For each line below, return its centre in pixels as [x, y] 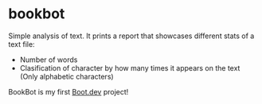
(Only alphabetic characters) [66, 76]
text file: [22, 44]
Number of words [49, 60]
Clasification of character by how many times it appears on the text [130, 67]
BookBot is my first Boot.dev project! [68, 91]
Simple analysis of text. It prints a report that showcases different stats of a [131, 36]
